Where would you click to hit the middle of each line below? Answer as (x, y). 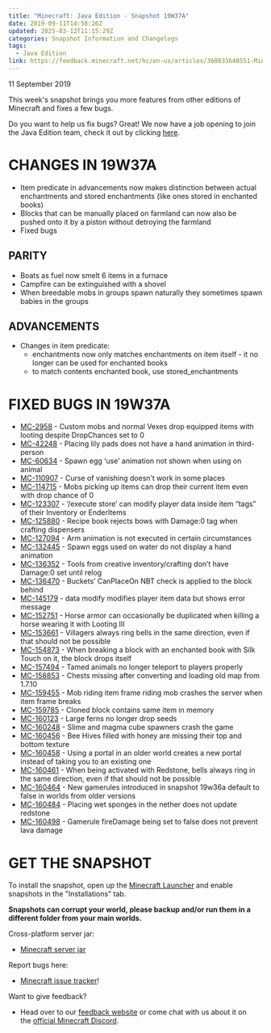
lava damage (41, 830)
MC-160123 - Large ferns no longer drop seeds (98, 719)
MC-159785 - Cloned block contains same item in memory (117, 710)
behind (32, 590)
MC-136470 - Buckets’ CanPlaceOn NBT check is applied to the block (136, 581)
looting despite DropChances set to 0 (82, 435)
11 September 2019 (40, 84)
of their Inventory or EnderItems (73, 512)
